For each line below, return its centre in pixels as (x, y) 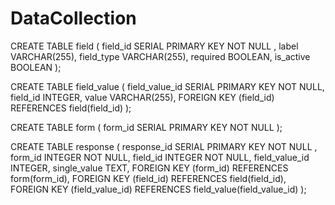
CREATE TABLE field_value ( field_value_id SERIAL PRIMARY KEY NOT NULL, (167, 86)
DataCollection (73, 18)
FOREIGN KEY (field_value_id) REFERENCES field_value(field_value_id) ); (158, 189)
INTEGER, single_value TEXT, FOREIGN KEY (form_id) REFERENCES (149, 168)
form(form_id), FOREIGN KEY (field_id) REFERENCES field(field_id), (148, 178)
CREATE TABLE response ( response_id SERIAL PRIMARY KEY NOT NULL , (164, 146)
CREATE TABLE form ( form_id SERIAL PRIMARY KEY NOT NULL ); (146, 127)
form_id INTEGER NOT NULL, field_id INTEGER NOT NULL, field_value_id (160, 157)
